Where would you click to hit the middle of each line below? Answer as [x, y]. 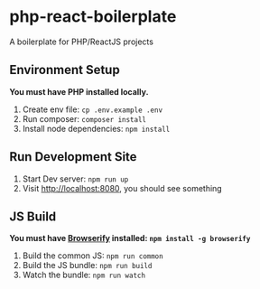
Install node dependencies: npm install [96, 128]
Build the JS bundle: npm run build [87, 266]
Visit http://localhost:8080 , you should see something [122, 188]
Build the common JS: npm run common [93, 256]
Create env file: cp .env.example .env [93, 109]
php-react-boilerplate [93, 17]
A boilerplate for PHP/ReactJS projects [81, 42]
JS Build [33, 216]
